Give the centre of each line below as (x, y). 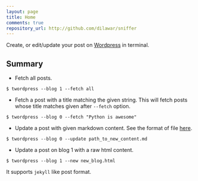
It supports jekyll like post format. (49, 172)
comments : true (25, 23)
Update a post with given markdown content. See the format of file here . (103, 128)
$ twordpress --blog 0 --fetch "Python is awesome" (71, 117)
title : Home (21, 17)
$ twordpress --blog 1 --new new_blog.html (61, 161)
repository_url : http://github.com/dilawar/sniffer (71, 28)
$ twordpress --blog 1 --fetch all (50, 89)
